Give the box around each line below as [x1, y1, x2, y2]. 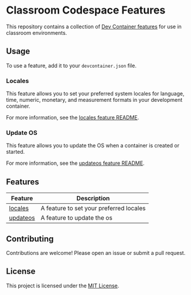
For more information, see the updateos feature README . [6, 160, 145, 167]
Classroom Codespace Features [6, 4, 166, 17]
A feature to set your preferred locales [40, 204, 146, 213]
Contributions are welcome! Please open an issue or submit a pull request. [6, 249, 186, 256]
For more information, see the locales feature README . [6, 114, 139, 121]
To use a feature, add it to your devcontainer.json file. [6, 62, 137, 69]
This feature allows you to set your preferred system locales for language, [6, 90, 185, 97]
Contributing [6, 234, 54, 244]
